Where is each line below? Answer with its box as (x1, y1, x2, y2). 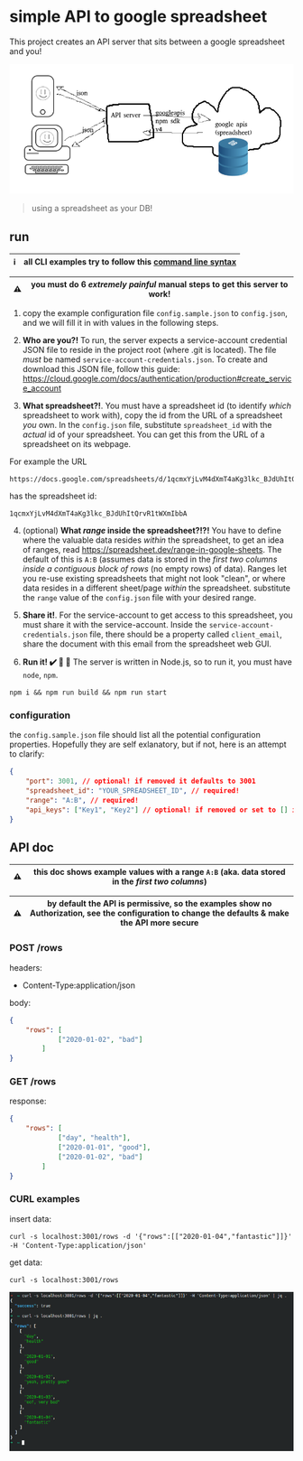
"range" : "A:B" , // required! (25, 796, 140, 805)
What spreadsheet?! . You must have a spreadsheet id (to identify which (22, 400, 291, 412)
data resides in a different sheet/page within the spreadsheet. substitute (22, 582, 291, 593)
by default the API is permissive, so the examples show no (47, 898, 272, 908)
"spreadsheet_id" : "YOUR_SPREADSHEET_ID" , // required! (25, 786, 241, 796)
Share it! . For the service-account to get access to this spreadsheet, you (22, 610, 293, 620)
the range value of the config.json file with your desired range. (22, 592, 257, 603)
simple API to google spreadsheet (9, 6, 268, 27)
